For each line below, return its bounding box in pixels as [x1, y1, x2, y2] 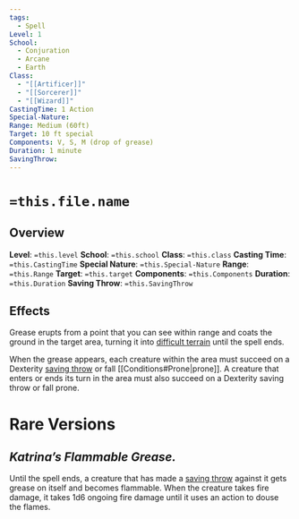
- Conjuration [17, 47, 70, 55]
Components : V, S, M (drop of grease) [9, 138, 154, 147]
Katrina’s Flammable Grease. [9, 449, 176, 464]
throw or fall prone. [9, 382, 81, 394]
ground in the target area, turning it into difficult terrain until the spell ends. [9, 336, 285, 347]
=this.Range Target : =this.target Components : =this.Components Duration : [9, 268, 291, 278]
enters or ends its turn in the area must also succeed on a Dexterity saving [9, 373, 285, 384]
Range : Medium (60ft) [9, 122, 90, 131]
